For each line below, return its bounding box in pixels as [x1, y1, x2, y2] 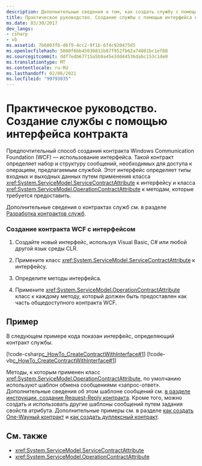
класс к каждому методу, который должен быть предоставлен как [14, 293, 188, 300]
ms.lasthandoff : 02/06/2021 [6, 70, 77, 76]
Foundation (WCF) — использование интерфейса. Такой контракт [6, 154, 174, 161]
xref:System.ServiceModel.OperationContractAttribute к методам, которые [6, 186, 194, 193]
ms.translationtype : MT [6, 59, 66, 65]
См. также [6, 431, 48, 441]
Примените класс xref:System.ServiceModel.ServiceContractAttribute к [14, 257, 195, 264]
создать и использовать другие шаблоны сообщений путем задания [6, 400, 183, 408]
